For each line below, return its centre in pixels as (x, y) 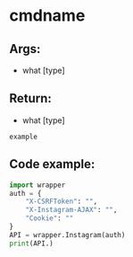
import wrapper (37, 185)
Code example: (52, 164)
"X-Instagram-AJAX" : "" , (71, 210)
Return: (30, 98)
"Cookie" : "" (50, 218)
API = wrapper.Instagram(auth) (67, 235)
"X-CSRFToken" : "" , (62, 202)
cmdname (47, 16)
